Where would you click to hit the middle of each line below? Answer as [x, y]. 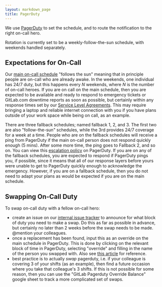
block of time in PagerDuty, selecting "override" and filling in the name [82, 249]
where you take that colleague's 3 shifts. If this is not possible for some [83, 269]
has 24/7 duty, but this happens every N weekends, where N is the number [80, 85]
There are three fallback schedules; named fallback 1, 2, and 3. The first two [81, 125]
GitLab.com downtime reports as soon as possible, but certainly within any [79, 100]
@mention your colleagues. [39, 233]
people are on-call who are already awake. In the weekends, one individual [80, 79]
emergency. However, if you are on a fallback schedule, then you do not [77, 171]
